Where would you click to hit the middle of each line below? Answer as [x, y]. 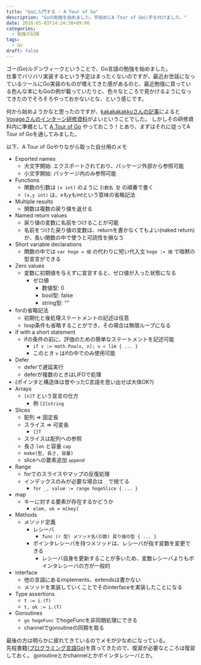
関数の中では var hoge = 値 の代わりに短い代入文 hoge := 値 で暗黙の [109, 251]
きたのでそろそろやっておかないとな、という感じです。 [79, 98]
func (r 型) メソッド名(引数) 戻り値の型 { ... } [99, 537]
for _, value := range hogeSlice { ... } [85, 489]
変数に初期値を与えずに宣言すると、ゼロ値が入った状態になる [100, 272]
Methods [26, 514]
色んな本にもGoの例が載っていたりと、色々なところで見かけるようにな [99, 91]
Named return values [41, 215]
